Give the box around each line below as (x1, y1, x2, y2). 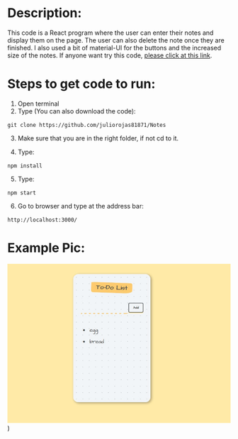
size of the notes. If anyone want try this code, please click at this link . (7, 51, 212, 60)
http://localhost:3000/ (7, 216, 78, 223)
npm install (7, 162, 42, 170)
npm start (7, 189, 37, 196)
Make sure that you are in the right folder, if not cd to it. (17, 133, 179, 143)
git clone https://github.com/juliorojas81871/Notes (7, 121, 166, 128)
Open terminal (17, 99, 59, 108)
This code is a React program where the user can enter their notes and (7, 28, 214, 37)
